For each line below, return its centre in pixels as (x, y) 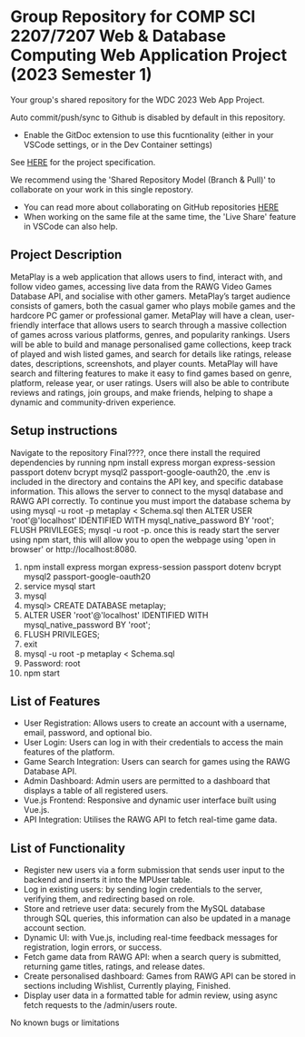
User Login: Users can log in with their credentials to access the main (153, 743)
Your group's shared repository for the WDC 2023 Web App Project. (138, 99)
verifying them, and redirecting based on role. (109, 899)
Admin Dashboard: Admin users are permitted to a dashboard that (147, 781)
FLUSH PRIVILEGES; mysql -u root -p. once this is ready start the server (145, 529)
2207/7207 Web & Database (118, 36)
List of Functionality (68, 848)
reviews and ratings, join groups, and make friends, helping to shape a (142, 392)
